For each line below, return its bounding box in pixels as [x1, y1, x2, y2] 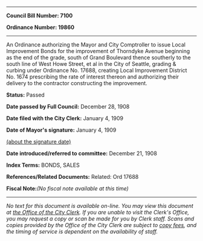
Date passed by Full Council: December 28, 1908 [6, 103, 130, 110]
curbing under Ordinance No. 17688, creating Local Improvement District [6, 67, 187, 74]
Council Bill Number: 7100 [6, 12, 73, 19]
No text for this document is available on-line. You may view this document [6, 202, 193, 209]
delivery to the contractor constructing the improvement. [6, 80, 148, 86]
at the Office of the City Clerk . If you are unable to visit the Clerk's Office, [6, 209, 190, 216]
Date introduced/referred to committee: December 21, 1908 [6, 150, 157, 157]
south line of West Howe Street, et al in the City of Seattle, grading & [6, 60, 176, 67]
